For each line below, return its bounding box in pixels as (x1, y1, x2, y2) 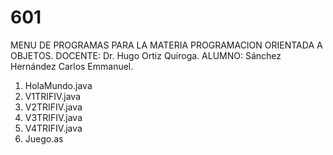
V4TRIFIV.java (24, 122, 83, 134)
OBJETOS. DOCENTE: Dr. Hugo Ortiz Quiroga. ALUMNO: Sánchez (10, 49, 282, 61)
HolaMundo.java (24, 79, 93, 91)
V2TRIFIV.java (24, 101, 83, 113)
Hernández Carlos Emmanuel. (10, 60, 134, 72)
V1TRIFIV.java (24, 90, 82, 102)
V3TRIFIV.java (24, 111, 83, 123)
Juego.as (24, 132, 64, 145)
